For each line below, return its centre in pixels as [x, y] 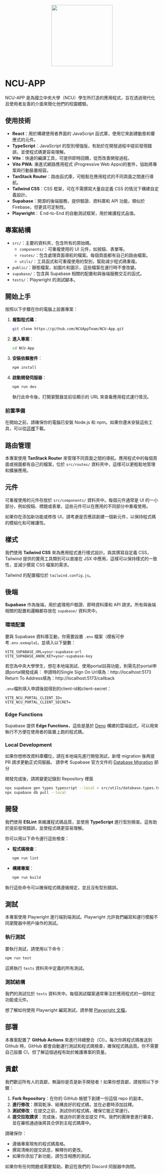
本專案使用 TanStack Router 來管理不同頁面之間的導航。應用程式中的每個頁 [81, 458]
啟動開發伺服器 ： [29, 377]
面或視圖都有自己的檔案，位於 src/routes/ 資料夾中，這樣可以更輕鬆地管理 [80, 464]
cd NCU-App [23, 348]
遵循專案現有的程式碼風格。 [40, 1144]
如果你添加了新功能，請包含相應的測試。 [53, 1156]
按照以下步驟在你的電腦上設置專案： [41, 309]
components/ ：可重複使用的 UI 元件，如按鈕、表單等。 [73, 249]
